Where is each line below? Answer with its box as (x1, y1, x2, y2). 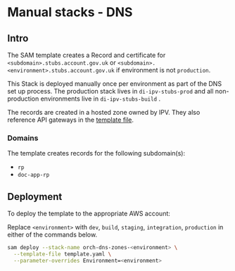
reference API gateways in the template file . (7, 115, 134, 124)
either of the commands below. (7, 230, 97, 239)
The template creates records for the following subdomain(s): (7, 149, 186, 158)
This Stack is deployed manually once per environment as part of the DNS (7, 80, 222, 88)
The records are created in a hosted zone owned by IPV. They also (7, 108, 201, 116)
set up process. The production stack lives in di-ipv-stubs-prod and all (7, 87, 214, 95)
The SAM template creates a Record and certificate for (7, 51, 166, 59)
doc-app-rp (17, 172, 50, 179)
